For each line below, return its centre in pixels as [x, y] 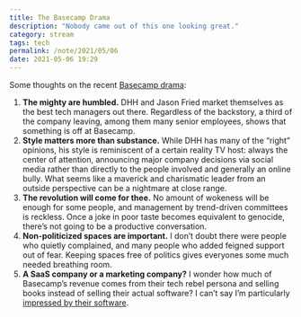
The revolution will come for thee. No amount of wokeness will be [146, 198]
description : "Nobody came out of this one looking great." [124, 26]
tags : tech [30, 43]
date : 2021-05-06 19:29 [54, 59]
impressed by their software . [75, 303]
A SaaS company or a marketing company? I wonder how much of [147, 274]
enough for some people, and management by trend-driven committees [155, 207]
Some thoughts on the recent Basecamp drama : [98, 85]
